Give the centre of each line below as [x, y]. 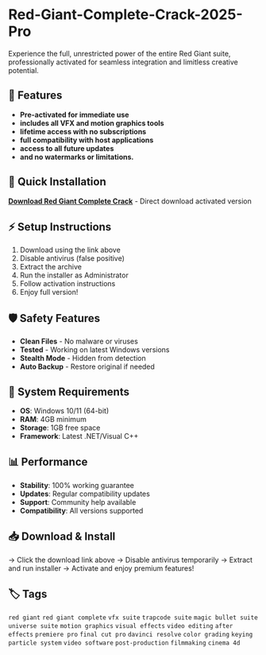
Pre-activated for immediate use [74, 114]
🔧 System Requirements [69, 391]
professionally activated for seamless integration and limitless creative [123, 62]
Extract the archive [50, 267]
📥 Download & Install [62, 537]
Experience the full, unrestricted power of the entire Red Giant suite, [120, 53]
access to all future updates [67, 148]
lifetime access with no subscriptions [83, 131]
